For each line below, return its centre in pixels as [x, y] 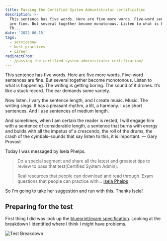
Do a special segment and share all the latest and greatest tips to [84, 161]
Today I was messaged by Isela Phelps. [45, 151]
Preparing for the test [39, 206]
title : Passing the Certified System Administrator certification [75, 10]
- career [19, 51]
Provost [13, 142]
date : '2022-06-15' [25, 33]
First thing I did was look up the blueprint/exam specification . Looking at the [83, 219]
